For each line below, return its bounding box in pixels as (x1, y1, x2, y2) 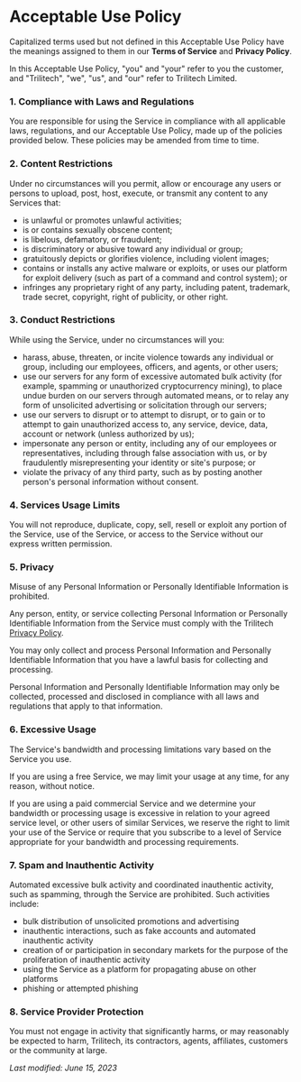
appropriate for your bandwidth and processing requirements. (9, 836, 239, 847)
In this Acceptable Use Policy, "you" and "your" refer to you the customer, (9, 63, 284, 74)
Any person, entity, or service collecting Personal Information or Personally (9, 609, 288, 619)
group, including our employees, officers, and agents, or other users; (22, 361, 279, 371)
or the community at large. (9, 1045, 108, 1056)
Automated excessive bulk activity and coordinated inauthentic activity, (9, 879, 274, 890)
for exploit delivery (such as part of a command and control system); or (22, 272, 288, 283)
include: (9, 899, 40, 910)
